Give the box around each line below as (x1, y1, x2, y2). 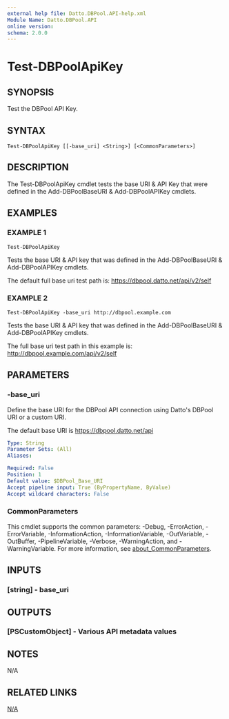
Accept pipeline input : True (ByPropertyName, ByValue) (7, 484, 171, 491)
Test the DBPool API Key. (7, 105, 78, 113)
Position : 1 (7, 472, 41, 478)
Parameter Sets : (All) (7, 446, 72, 453)
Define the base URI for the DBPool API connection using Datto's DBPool (7, 405, 214, 414)
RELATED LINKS (7, 687, 77, 698)
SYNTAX (7, 125, 46, 136)
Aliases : (7, 452, 32, 459)
